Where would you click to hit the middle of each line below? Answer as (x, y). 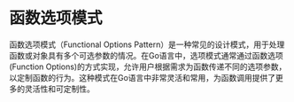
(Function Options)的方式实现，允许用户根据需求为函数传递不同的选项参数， (148, 67)
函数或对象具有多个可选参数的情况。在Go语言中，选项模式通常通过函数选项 (146, 55)
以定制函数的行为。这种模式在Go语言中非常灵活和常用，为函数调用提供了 (143, 77)
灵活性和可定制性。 (59, 89)
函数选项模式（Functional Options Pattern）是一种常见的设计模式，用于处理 (147, 44)
